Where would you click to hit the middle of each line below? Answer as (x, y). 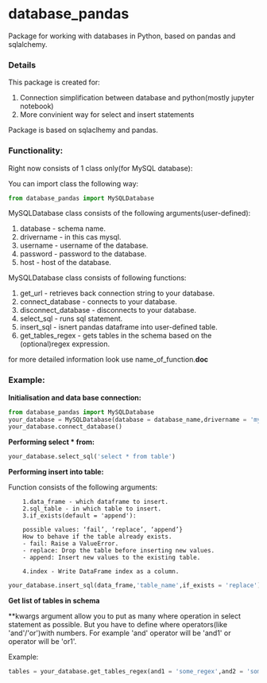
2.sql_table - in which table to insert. (92, 509)
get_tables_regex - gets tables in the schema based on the (116, 336)
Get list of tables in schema (54, 601)
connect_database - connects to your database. (98, 302)
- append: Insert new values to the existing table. (112, 558)
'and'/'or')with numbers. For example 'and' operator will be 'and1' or (120, 633)
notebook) (37, 106)
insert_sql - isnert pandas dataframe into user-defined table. (118, 327)
